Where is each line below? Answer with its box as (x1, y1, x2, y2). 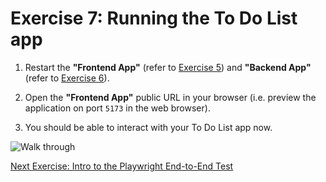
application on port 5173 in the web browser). (24, 102, 211, 114)
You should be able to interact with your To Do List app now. (24, 121, 273, 133)
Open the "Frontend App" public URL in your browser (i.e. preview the (24, 91, 317, 103)
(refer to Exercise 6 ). (24, 72, 110, 84)
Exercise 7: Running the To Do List (10, 7, 298, 30)
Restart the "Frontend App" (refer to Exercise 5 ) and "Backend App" (24, 61, 312, 73)
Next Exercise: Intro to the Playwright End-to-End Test (10, 160, 234, 172)
